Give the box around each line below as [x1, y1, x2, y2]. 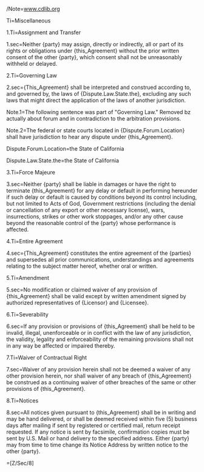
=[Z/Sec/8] [6, 460, 35, 467]
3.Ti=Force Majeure [6, 169, 56, 176]
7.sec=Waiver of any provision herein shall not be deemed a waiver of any [6, 366, 191, 373]
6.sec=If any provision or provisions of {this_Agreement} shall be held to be [6, 323, 195, 330]
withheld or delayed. [6, 60, 58, 67]
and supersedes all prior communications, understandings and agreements [6, 256, 194, 263]
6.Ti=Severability [6, 311, 49, 318]
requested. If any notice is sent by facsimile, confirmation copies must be [6, 428, 190, 435]
